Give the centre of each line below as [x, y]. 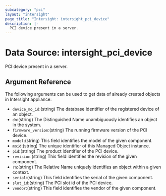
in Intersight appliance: [28, 99]
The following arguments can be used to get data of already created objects [83, 94]
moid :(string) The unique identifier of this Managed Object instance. [81, 146]
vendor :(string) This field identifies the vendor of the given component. [84, 188]
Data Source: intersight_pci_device [79, 53]
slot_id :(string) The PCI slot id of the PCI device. [62, 183]
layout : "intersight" [28, 14]
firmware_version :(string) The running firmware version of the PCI [80, 130]
